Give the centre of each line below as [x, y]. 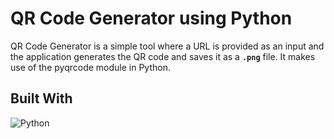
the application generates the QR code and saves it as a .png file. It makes [163, 56]
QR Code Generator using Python [151, 18]
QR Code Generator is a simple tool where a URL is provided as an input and [167, 46]
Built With [41, 98]
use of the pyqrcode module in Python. [90, 67]
